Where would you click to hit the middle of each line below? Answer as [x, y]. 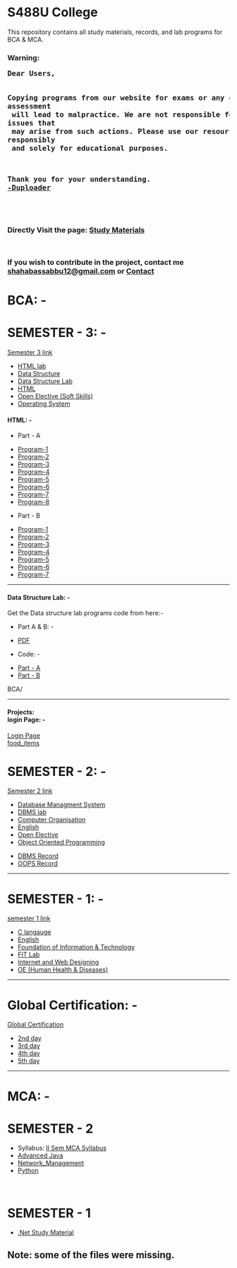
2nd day [30, 1039]
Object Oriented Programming [61, 843]
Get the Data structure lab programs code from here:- [85, 613]
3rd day [29, 1046]
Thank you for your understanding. [79, 179]
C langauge [34, 932]
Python [28, 1171]
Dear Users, [31, 74]
